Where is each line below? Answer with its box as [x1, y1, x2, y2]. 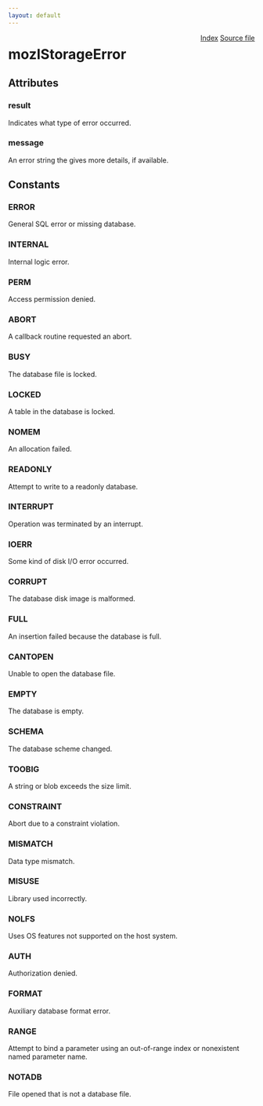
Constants [8, 178, 60, 192]
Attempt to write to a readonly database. [8, 482, 139, 491]
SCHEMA [8, 726, 45, 737]
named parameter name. [8, 1052, 88, 1061]
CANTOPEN [8, 651, 54, 662]
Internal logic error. [8, 257, 70, 266]
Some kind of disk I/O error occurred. [8, 557, 129, 566]
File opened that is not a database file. [8, 1090, 131, 1099]
